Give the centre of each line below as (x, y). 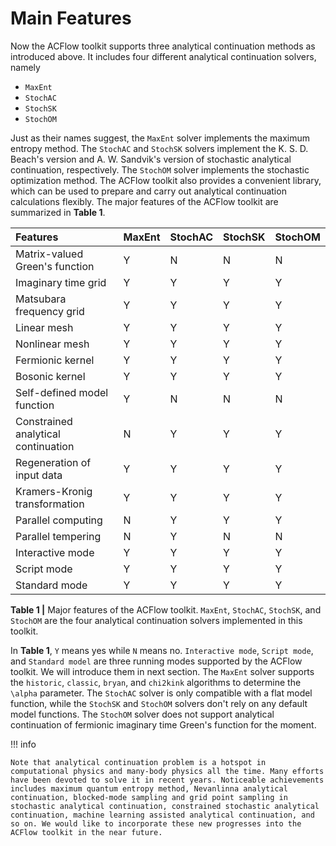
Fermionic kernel (55, 360)
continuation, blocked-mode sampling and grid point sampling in (149, 797)
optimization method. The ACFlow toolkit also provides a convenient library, (166, 180)
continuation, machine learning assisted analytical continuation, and (162, 815)
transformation (50, 504)
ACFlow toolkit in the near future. (86, 832)
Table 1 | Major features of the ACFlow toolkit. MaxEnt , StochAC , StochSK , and (166, 609)
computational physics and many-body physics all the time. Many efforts (167, 771)
